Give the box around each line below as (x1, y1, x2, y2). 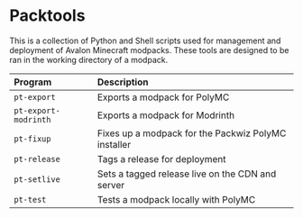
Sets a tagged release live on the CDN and (97, 168, 277, 180)
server (97, 178, 125, 191)
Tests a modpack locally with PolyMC (97, 193, 256, 205)
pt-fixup (14, 133, 51, 144)
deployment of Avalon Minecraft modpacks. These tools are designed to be (9, 44, 289, 55)
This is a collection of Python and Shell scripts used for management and (9, 35, 281, 46)
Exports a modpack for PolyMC (97, 91, 230, 104)
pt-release (14, 154, 60, 164)
